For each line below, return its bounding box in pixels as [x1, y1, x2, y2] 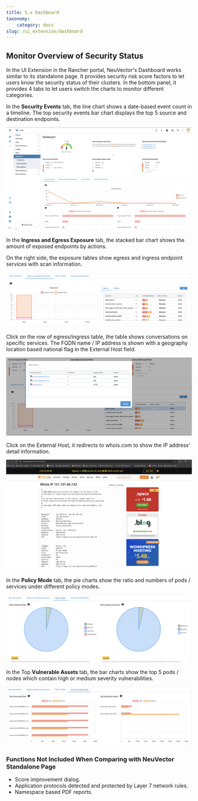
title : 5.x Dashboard [6, 9, 60, 15]
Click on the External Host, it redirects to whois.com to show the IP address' [6, 442, 190, 449]
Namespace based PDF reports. [14, 789, 93, 796]
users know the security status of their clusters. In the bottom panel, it [6, 79, 177, 86]
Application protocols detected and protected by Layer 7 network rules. [14, 782, 189, 789]
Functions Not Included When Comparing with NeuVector [6, 756, 174, 764]
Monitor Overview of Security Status [6, 51, 144, 61]
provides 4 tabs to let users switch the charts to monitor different [6, 86, 164, 93]
